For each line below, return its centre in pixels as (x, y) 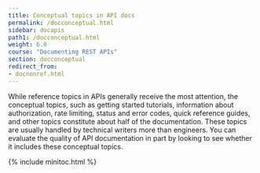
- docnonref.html (37, 74)
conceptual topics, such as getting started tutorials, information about (121, 105)
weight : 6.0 (27, 45)
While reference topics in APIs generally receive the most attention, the (123, 96)
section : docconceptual (47, 60)
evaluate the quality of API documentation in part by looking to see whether (130, 138)
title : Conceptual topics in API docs (71, 15)
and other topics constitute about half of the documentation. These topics (128, 121)
